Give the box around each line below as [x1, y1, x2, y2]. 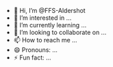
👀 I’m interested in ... [13, 14, 72, 22]
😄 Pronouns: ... [13, 46, 58, 54]
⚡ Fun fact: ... [13, 53, 51, 62]
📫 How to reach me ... [13, 36, 77, 44]
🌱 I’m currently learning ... [13, 21, 87, 29]
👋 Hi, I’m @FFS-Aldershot [13, 7, 86, 14]
